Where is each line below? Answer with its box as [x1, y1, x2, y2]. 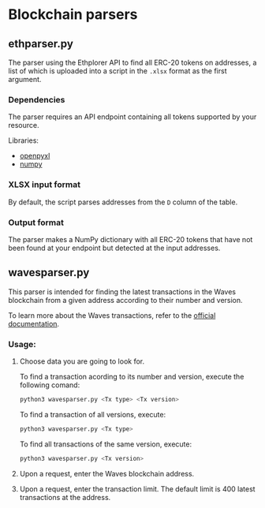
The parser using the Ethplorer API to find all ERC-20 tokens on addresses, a [8, 58, 257, 67]
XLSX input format [8, 179, 81, 190]
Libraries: [8, 136, 39, 145]
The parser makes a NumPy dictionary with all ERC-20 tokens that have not [8, 234, 253, 244]
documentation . [8, 319, 60, 328]
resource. [8, 121, 39, 130]
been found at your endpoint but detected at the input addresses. [8, 243, 221, 252]
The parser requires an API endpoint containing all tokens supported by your [8, 112, 257, 121]
